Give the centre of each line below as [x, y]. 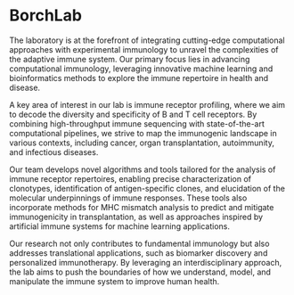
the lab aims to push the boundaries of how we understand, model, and [140, 272]
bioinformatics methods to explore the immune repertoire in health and [139, 78]
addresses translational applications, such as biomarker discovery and [139, 253]
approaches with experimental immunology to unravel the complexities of [144, 49]
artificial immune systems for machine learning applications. [119, 226]
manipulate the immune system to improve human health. [114, 281]
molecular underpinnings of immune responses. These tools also [128, 198]
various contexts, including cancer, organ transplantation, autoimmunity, [142, 143]
